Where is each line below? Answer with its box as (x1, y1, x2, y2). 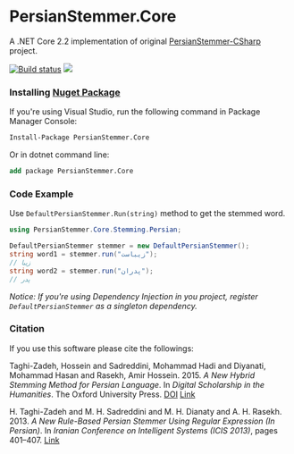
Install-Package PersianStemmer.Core (9, 133, 150, 142)
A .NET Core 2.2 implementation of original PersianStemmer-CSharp (9, 36, 262, 46)
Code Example (9, 188, 74, 200)
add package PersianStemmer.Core (9, 167, 134, 176)
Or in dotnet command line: (9, 149, 110, 160)
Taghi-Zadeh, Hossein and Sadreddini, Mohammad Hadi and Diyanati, (9, 360, 266, 371)
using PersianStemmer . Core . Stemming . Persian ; (9, 225, 181, 234)
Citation (9, 323, 45, 335)
